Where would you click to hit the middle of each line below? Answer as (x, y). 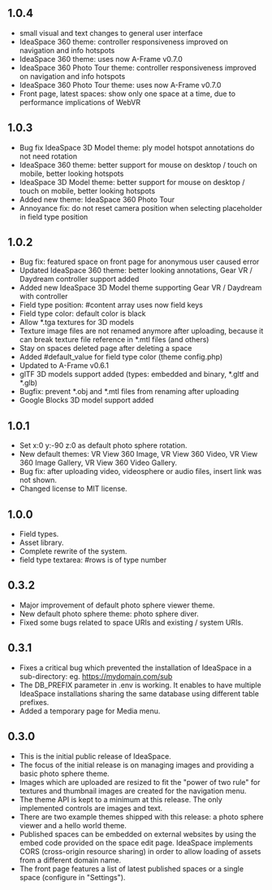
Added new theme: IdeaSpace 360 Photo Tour (97, 199)
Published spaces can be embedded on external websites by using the (138, 834)
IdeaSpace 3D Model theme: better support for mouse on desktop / (132, 182)
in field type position (54, 217)
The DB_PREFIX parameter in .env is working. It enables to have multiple (140, 685)
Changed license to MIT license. (73, 489)
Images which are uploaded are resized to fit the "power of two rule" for (140, 782)
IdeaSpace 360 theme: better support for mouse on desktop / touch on (138, 164)
